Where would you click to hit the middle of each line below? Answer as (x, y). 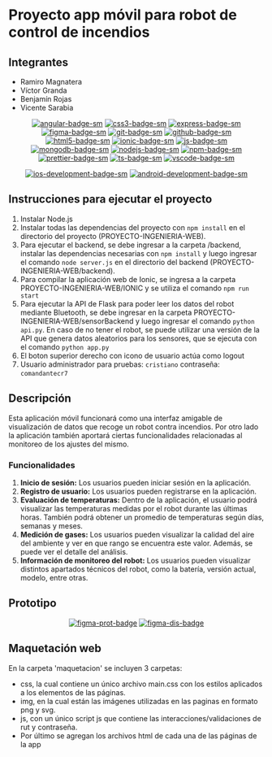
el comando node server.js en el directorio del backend (114, 262)
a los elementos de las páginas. (73, 692)
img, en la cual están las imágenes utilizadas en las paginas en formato (139, 701)
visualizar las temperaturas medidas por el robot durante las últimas (134, 508)
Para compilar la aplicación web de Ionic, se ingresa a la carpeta (128, 279)
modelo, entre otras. (54, 577)
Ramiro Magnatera (51, 82)
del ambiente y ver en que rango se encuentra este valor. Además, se (136, 543)
